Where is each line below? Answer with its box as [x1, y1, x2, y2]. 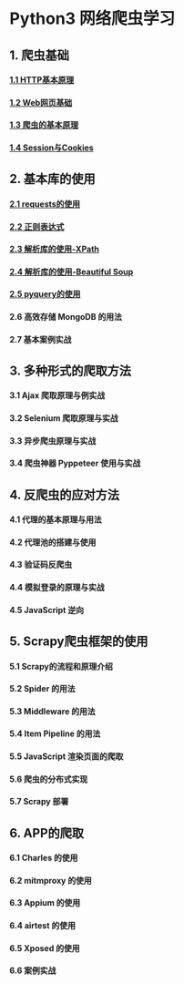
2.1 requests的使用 [9, 198, 80, 210]
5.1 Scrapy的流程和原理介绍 [9, 661, 114, 671]
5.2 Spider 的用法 [9, 683, 76, 694]
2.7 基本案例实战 [9, 333, 72, 344]
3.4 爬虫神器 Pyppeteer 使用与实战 [9, 457, 141, 469]
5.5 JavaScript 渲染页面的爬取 [9, 751, 124, 762]
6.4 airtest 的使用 [9, 919, 76, 930]
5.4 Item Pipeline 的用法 [9, 728, 101, 739]
